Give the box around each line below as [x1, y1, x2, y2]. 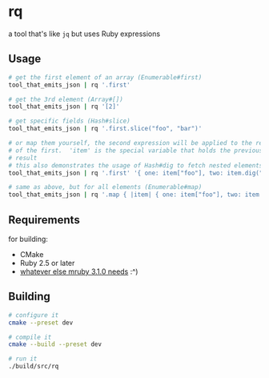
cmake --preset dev [8, 319, 74, 327]
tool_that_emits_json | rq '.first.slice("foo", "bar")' [8, 125, 203, 133]
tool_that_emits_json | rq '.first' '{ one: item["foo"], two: [8, 169, 224, 177]
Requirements [8, 213, 80, 227]
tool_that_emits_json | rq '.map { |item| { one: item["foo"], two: [8, 191, 242, 199]
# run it [8, 355, 38, 363]
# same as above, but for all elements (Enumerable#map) [8, 183, 203, 191]
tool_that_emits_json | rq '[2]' [8, 103, 120, 111]
